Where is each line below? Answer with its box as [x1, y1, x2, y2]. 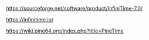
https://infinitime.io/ [6, 16, 54, 23]
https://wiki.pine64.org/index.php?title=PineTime [6, 27, 124, 34]
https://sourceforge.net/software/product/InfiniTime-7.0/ [6, 5, 143, 12]
